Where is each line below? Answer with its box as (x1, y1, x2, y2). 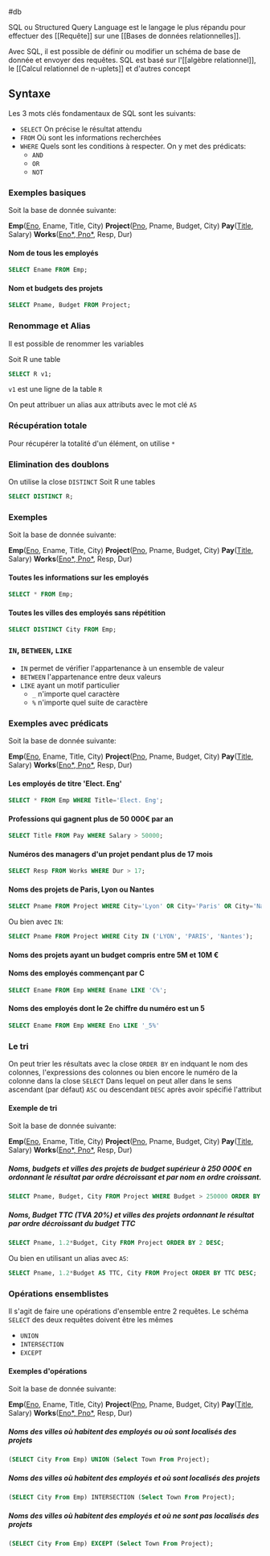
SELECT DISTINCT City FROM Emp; (8, 626, 117, 634)
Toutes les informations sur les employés (8, 572, 149, 582)
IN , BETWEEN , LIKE (8, 645, 72, 656)
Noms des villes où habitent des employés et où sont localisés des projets (8, 1473, 260, 1483)
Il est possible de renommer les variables (8, 339, 145, 348)
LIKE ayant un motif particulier (19, 680, 121, 690)
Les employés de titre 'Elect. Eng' (8, 778, 122, 788)
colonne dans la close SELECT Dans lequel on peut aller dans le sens (8, 1076, 232, 1086)
